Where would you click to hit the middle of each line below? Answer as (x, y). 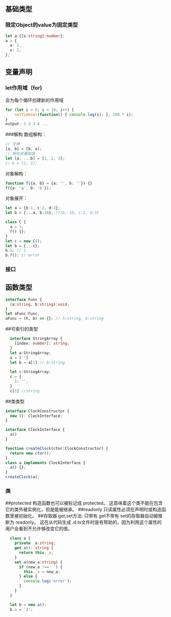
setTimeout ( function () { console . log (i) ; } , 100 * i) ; (74, 115)
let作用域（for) (24, 88)
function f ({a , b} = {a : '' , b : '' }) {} (49, 183)
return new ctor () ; (31, 453)
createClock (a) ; (22, 477)
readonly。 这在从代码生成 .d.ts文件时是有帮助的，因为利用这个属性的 (89, 522)
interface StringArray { (36, 339)
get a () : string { (34, 548)
